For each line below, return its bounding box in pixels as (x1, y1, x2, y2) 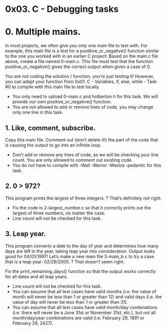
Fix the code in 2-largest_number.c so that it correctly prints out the (12, 204, 151, 210)
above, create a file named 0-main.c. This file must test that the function (5, 59, 153, 65)
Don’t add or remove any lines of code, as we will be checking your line (12, 151, 159, 157)
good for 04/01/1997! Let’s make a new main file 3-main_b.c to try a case (5, 253, 155, 259)
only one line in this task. (12, 109, 64, 115)
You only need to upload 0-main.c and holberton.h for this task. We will (12, 93, 158, 100)
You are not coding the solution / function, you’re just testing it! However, (5, 73, 155, 79)
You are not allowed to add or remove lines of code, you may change (12, 104, 154, 110)
